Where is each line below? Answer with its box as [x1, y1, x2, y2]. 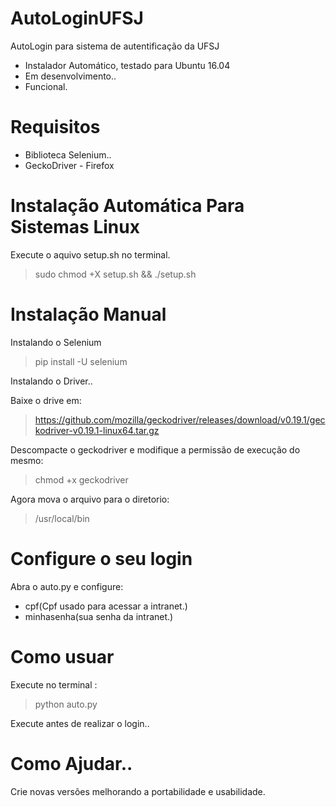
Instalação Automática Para [10, 195, 245, 217]
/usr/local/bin [34, 512, 90, 524]
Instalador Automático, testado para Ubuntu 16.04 [24, 59, 231, 71]
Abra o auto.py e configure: [10, 580, 124, 592]
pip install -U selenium [34, 355, 128, 367]
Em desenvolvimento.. [24, 70, 117, 82]
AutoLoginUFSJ [10, 7, 144, 30]
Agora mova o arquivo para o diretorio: [10, 493, 170, 505]
